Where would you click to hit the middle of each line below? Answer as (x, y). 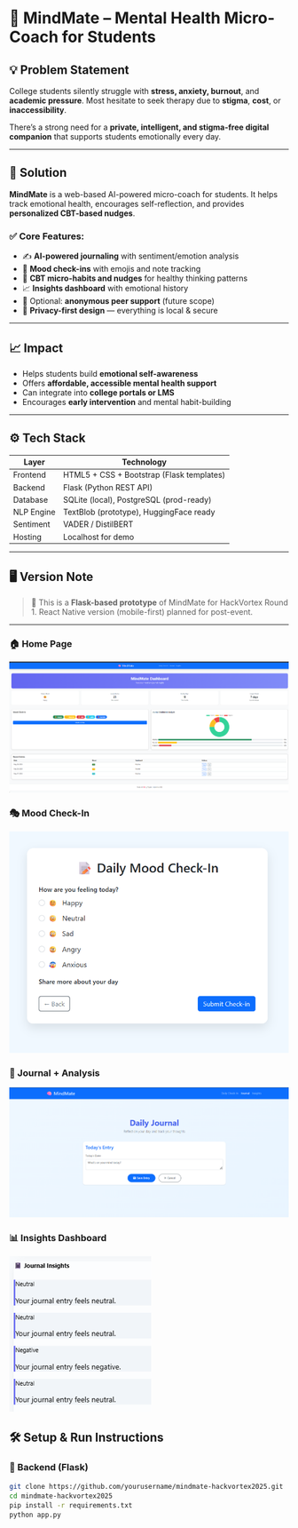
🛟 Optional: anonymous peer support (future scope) (118, 301)
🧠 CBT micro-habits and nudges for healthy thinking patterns (135, 278)
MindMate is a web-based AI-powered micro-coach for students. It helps (143, 194)
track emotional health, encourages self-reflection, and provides (127, 203)
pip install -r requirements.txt (71, 1506)
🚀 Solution (38, 173)
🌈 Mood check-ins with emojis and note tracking (111, 269)
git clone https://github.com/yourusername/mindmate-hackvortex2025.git (146, 1487)
